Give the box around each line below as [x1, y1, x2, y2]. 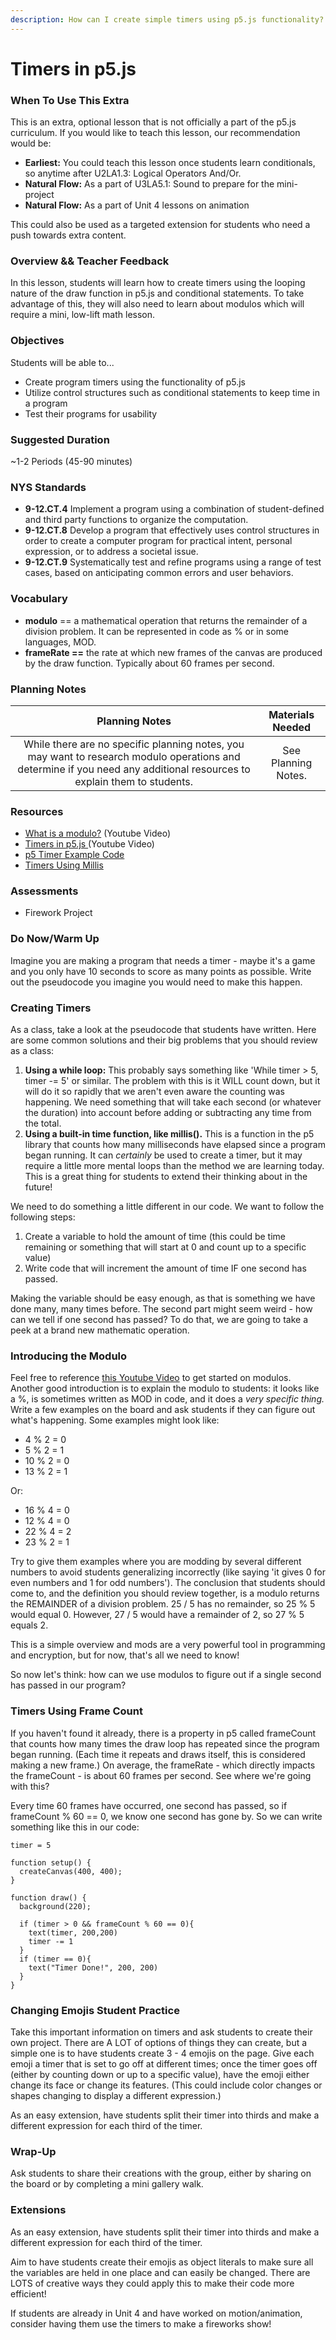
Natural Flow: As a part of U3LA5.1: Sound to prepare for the [24, 178, 275, 190]
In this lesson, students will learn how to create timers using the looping [10, 277, 306, 289]
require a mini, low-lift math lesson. [10, 309, 156, 321]
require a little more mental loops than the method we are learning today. [24, 1160, 325, 1172]
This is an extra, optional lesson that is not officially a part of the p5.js [10, 116, 297, 128]
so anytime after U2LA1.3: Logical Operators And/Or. [24, 167, 242, 180]
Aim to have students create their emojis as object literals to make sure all [10, 2256, 314, 2268]
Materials [268, 707, 315, 721]
